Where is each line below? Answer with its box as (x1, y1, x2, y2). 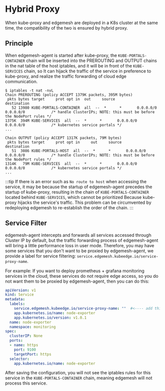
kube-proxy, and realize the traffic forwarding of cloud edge (5, 73, 127, 79)
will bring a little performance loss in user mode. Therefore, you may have (5, 242, 155, 248)
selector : (9, 356, 29, 361)
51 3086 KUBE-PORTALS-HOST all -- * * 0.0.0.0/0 (11, 148, 146, 153)
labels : (9, 301, 26, 306)
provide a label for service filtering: (5, 253, 76, 259)
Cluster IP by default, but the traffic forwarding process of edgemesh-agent (5, 237, 159, 243)
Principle (5, 39, 33, 48)
